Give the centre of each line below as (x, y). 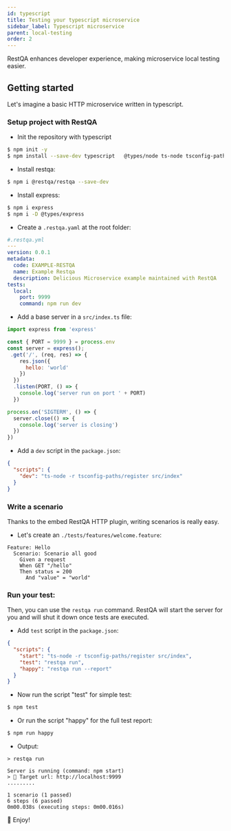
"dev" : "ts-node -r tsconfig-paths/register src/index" (101, 476)
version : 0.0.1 (29, 253)
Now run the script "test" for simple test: (74, 695)
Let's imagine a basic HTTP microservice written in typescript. (96, 104)
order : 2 (20, 39)
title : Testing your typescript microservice (73, 20)
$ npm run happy (30, 733)
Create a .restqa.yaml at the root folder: (74, 227)
